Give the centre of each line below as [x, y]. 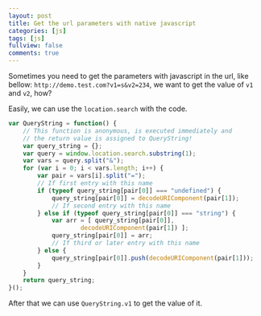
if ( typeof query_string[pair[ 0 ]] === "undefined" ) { [129, 191]
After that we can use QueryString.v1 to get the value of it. [106, 303]
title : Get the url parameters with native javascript [102, 23]
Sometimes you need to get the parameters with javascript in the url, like [128, 76]
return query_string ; [59, 281]
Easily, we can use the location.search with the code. [98, 109]
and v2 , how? [30, 93]
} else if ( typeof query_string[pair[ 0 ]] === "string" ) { [137, 213]
